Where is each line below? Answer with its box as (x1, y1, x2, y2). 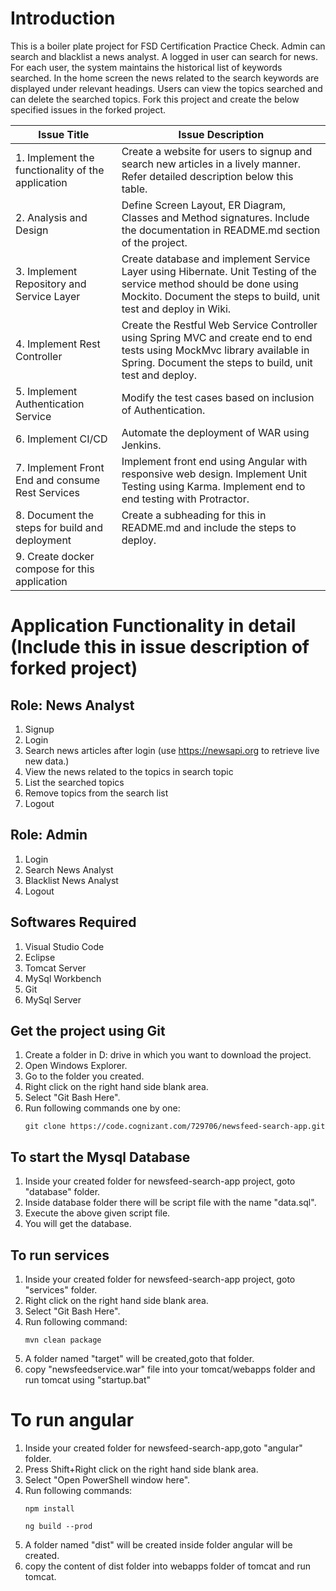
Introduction (10, 7, 116, 30)
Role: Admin (10, 827, 88, 844)
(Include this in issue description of (10, 636, 310, 659)
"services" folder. (24, 1284, 98, 1296)
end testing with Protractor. (121, 492, 250, 506)
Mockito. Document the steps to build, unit (121, 289, 320, 303)
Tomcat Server (24, 962, 87, 974)
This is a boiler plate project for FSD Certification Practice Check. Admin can (10, 40, 326, 52)
